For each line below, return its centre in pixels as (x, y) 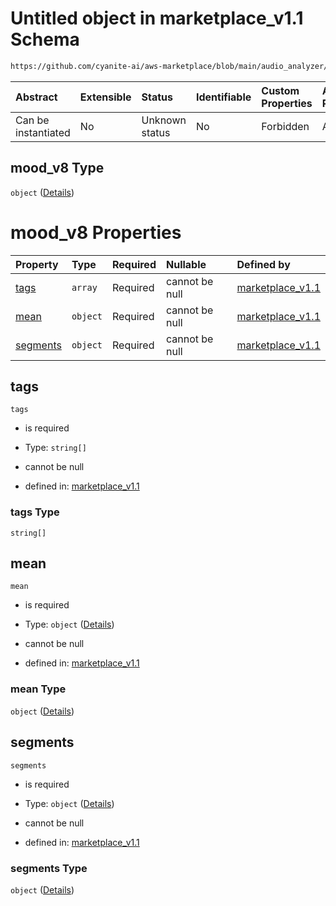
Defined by (263, 264)
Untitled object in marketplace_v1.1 (157, 18)
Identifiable (223, 97)
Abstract (36, 97)
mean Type (38, 689)
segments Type (49, 868)
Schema (45, 39)
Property (37, 264)
